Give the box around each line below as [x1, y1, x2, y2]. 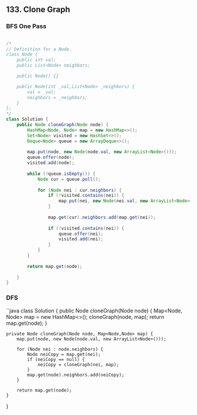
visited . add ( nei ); [58, 236, 104, 242]
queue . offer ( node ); [27, 155, 75, 161]
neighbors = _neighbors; [27, 94, 88, 100]
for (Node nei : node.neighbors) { [16, 346, 104, 352]
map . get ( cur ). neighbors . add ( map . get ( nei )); [47, 214, 157, 220]
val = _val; [27, 89, 57, 95]
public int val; [16, 57, 57, 63]
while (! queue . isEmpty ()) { [27, 171, 96, 176]
